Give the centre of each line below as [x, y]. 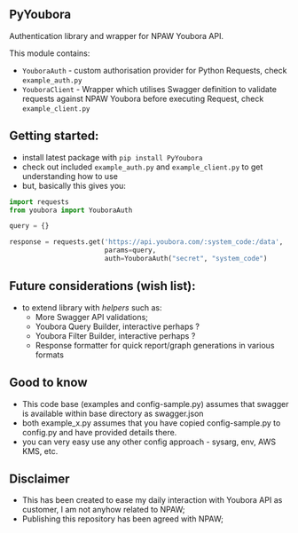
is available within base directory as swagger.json [113, 413]
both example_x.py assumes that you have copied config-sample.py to [151, 423]
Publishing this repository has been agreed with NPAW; [123, 519]
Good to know [48, 383]
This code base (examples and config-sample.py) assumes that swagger [155, 404]
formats [50, 355]
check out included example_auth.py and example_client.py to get [142, 167]
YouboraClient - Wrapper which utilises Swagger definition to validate [149, 89]
